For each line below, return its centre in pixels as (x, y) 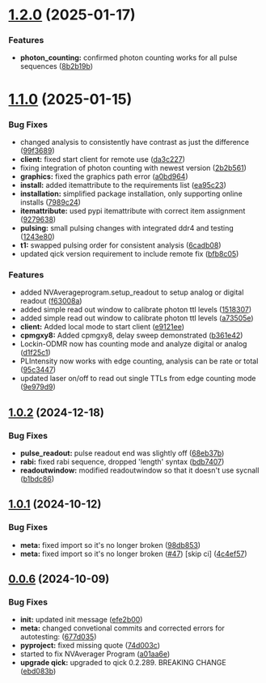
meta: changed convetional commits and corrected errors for (122, 628)
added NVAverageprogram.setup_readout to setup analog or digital (132, 292)
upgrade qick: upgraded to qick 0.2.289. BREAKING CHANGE (123, 663)
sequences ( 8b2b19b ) (57, 66)
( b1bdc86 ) (37, 478)
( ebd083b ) (38, 671)
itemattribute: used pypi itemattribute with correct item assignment (133, 210)
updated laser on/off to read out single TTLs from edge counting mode (138, 379)
